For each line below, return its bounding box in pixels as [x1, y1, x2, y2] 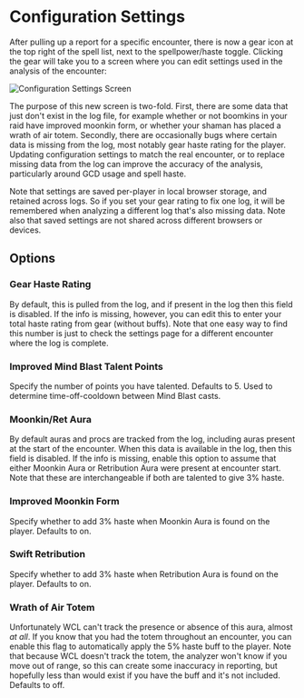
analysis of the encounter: [9, 65, 107, 76]
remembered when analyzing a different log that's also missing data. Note [9, 204, 286, 215]
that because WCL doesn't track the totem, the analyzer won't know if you [9, 651, 288, 662]
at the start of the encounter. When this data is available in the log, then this [9, 444, 292, 454]
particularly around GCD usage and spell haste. [9, 168, 187, 179]
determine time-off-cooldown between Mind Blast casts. [9, 390, 221, 401]
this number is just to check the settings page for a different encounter [9, 327, 274, 338]
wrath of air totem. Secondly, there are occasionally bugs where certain [9, 129, 278, 140]
